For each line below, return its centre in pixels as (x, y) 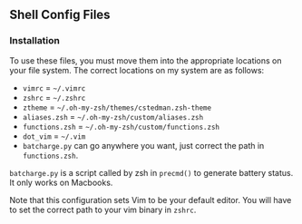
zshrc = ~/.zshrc (54, 97)
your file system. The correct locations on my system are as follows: (137, 70)
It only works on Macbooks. (61, 182)
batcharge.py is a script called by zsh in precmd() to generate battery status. (151, 172)
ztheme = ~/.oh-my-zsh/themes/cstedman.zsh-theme (117, 107)
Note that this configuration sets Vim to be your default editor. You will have (151, 200)
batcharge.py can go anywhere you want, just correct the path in (143, 145)
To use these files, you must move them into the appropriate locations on (146, 60)
